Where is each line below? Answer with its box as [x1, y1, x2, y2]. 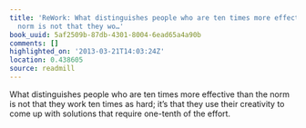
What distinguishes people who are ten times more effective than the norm [9, 88, 290, 100]
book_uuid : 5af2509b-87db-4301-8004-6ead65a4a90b [9, 30, 202, 39]
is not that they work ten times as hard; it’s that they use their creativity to [9, 98, 285, 109]
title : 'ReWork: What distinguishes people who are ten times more [9, 13, 271, 23]
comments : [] [9, 38, 59, 48]
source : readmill [9, 64, 76, 74]
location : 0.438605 [9, 55, 84, 64]
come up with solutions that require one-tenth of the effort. [9, 108, 230, 119]
